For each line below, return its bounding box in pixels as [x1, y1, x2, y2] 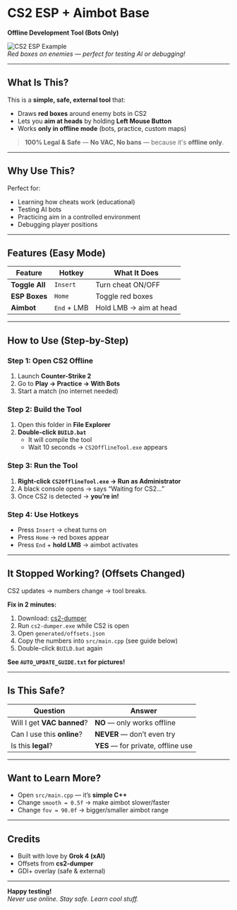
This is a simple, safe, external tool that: [7, 95, 126, 104]
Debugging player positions [17, 220, 98, 228]
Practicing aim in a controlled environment [17, 212, 141, 221]
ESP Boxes [11, 291, 48, 301]
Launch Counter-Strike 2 [17, 372, 92, 380]
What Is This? [7, 76, 69, 89]
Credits [7, 833, 41, 845]
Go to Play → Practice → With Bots [17, 380, 121, 388]
